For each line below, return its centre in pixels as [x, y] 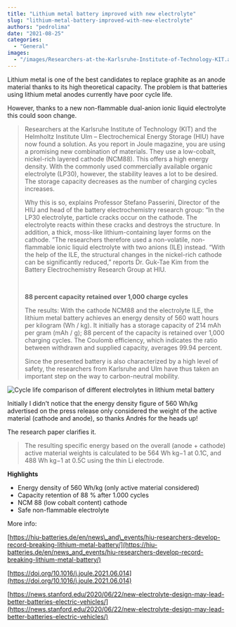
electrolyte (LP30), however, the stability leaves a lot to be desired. [121, 173]
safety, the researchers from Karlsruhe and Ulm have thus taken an [122, 369]
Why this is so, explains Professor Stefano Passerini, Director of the [122, 202]
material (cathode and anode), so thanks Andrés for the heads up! [103, 418]
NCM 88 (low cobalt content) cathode [72, 502]
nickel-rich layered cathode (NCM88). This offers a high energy [117, 159]
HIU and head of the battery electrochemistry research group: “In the [124, 210]
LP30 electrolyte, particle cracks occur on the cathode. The [111, 217]
